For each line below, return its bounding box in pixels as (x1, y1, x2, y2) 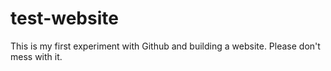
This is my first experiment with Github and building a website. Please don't (10, 40, 321, 52)
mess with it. (10, 50, 63, 62)
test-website (10, 7, 119, 30)
